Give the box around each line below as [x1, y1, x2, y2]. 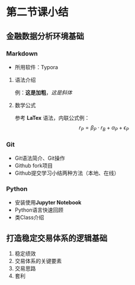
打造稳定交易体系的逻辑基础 [6, 233, 108, 243]
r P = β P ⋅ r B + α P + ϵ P [79, 123, 129, 132]
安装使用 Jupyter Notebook [14, 199, 82, 206]
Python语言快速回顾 [14, 206, 64, 213]
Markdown [6, 49, 38, 57]
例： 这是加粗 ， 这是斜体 [14, 89, 72, 96]
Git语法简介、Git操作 [14, 154, 65, 162]
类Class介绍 [14, 214, 44, 221]
